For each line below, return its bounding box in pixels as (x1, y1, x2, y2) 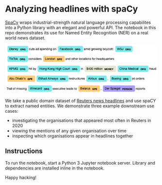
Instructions (5, 147, 43, 155)
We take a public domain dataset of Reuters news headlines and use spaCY (5, 98, 156, 103)
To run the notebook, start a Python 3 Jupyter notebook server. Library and (5, 160, 155, 166)
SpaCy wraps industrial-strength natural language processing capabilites (5, 19, 151, 25)
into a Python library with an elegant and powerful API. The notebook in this (5, 24, 156, 30)
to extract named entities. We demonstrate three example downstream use (5, 103, 154, 109)
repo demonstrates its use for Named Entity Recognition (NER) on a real (5, 30, 149, 35)
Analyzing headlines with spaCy (5, 3, 138, 15)
